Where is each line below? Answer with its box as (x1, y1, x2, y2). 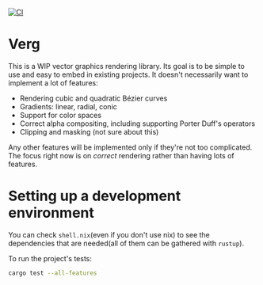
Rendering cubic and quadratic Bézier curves (19, 93, 168, 103)
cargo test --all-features (8, 269, 97, 277)
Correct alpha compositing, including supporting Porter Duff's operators (19, 119, 256, 128)
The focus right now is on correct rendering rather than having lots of (8, 150, 235, 160)
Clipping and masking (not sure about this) (19, 127, 159, 136)
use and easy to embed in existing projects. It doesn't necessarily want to (8, 70, 249, 79)
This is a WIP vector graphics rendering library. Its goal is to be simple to (8, 61, 246, 70)
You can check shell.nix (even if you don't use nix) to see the (8, 230, 210, 239)
